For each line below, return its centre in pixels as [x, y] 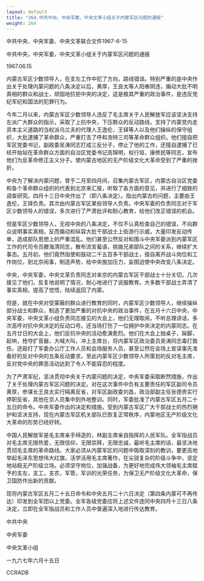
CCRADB [18, 572]
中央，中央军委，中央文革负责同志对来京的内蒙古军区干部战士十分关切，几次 [102, 275]
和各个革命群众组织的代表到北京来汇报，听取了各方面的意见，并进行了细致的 [102, 188]
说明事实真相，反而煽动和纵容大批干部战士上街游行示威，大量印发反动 [99, 232]
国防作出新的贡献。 [35, 481]
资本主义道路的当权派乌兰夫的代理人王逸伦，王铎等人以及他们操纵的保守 [97, 130]
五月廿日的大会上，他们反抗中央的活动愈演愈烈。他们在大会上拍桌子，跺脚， [102, 333]
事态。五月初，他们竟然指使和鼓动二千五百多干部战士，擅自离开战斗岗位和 [99, 254]
